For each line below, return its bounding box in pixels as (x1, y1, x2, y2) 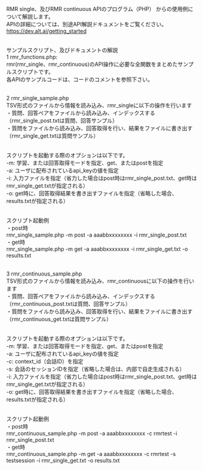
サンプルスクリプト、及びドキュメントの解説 (6, 46, 119, 54)
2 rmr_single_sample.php (6, 94, 69, 102)
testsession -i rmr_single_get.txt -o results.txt (6, 457, 120, 464)
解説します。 (22, 13, 54, 20)
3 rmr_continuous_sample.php (6, 270, 82, 277)
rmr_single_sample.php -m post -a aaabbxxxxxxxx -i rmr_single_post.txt (6, 231, 187, 238)
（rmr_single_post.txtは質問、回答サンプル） (6, 117, 119, 124)
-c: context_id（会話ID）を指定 (6, 358, 84, 365)
